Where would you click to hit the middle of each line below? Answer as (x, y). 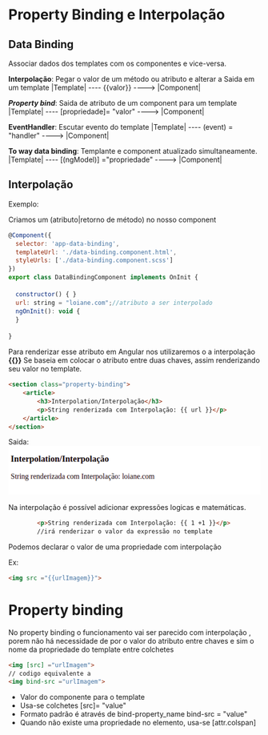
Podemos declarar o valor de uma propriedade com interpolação (115, 547)
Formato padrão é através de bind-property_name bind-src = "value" (134, 714)
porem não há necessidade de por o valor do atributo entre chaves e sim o (131, 641)
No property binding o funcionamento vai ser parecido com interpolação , (130, 632)
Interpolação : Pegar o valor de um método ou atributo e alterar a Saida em (131, 79)
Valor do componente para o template (82, 697)
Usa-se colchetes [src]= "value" (73, 705)
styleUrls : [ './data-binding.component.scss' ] (94, 261)
